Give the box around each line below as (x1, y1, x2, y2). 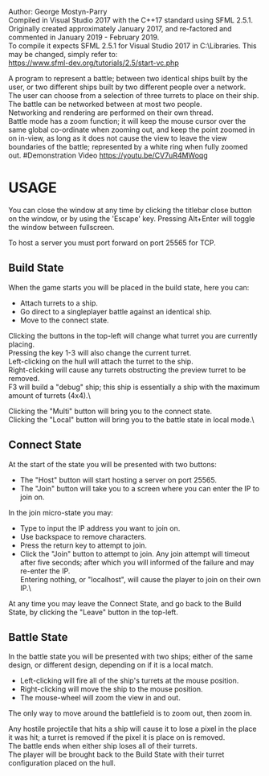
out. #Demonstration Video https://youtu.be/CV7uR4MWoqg (8, 150, 208, 160)
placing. (8, 339, 35, 349)
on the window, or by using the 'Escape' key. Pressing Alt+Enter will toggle (8, 213, 255, 224)
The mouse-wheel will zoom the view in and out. (19, 693, 181, 703)
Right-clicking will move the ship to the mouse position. (19, 684, 203, 694)
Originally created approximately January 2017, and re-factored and (8, 24, 232, 33)
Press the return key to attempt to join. (19, 540, 147, 550)
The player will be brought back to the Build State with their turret (8, 749, 225, 759)
